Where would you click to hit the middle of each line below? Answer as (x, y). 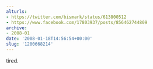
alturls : (17, 11)
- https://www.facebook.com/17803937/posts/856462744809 (77, 22)
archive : (17, 28)
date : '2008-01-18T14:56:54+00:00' (49, 39)
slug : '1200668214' (30, 44)
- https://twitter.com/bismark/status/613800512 (66, 17)
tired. (12, 61)
